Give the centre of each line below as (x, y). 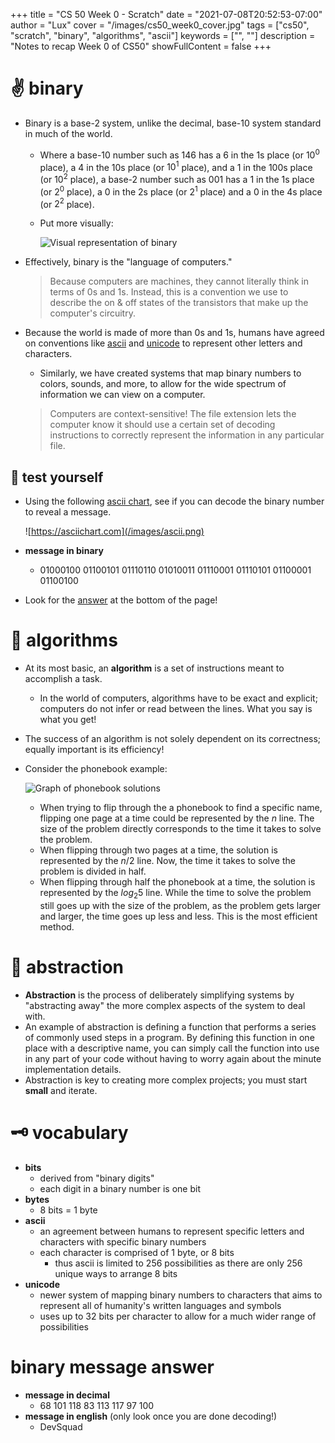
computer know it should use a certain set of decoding (162, 425)
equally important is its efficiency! (94, 749)
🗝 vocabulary (69, 1132)
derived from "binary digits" (97, 1178)
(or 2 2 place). (67, 203)
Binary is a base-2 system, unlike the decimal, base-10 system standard (173, 123)
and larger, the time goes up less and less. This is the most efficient (178, 916)
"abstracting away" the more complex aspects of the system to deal (165, 1005)
